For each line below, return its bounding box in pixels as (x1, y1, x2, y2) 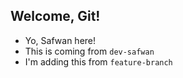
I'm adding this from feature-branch (24, 55, 173, 68)
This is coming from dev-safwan (24, 45, 155, 57)
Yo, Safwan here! (24, 34, 97, 46)
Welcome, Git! (10, 8, 101, 25)
